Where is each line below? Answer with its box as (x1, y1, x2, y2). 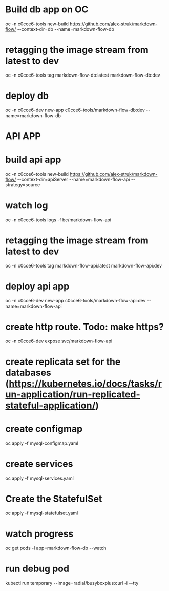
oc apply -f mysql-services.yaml (5, 475, 74, 481)
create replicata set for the (5, 356, 121, 368)
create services (5, 458, 73, 469)
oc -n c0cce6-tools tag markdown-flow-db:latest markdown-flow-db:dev (5, 72, 160, 78)
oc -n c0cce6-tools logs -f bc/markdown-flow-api (5, 217, 112, 223)
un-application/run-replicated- (5, 389, 141, 400)
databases (5, 367, 51, 378)
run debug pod (5, 563, 70, 575)
